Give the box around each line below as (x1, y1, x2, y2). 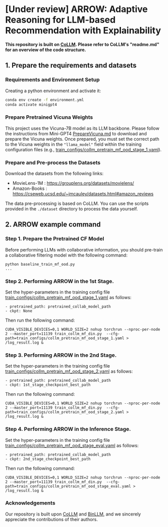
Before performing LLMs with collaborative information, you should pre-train (5, 246, 163, 252)
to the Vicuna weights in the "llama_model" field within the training (5, 141, 142, 147)
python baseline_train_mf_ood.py (5, 261, 75, 267)
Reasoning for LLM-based (5, 14, 116, 26)
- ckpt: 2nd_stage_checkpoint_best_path (5, 456, 91, 461)
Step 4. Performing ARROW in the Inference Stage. (5, 426, 131, 433)
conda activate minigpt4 (5, 102, 57, 107)
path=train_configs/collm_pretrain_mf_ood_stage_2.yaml (5, 410, 124, 415)
